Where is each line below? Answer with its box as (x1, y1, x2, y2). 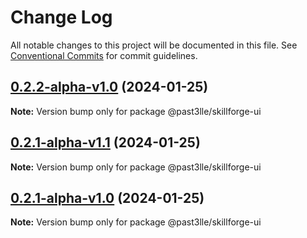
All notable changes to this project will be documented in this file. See (10, 39, 298, 51)
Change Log (10, 6, 113, 29)
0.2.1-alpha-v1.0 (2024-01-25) (10, 189, 205, 206)
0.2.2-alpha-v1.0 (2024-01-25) (10, 79, 209, 96)
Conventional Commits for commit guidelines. (10, 49, 198, 61)
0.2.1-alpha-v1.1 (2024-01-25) (10, 134, 201, 151)
